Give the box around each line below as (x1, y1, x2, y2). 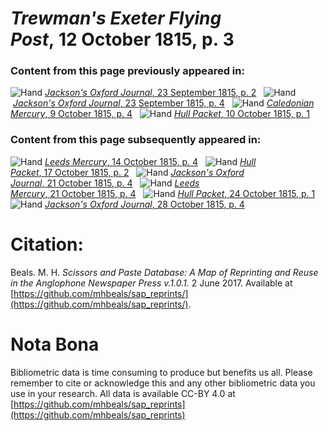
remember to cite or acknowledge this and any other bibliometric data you (10, 377, 316, 389)
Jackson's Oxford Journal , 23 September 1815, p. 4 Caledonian (12, 97, 315, 109)
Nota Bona (10, 333, 100, 356)
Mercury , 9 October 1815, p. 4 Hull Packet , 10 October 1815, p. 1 (10, 108, 310, 120)
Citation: (10, 233, 84, 256)
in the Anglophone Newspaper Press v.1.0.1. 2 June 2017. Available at (10, 277, 293, 289)
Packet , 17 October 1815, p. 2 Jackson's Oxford (10, 166, 245, 178)
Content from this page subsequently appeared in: (10, 133, 262, 147)
